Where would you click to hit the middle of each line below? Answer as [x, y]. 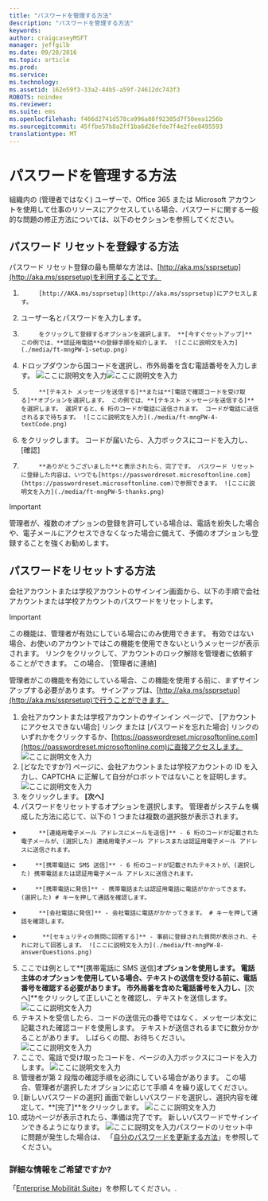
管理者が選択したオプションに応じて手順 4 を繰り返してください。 [143, 1087]
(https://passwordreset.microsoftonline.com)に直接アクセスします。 [132, 747]
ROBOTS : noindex [36, 97]
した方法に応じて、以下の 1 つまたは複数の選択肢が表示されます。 [135, 817]
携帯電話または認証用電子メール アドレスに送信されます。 [115, 874]
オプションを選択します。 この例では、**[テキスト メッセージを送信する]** [146, 401]
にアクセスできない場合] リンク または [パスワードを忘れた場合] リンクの [140, 727]
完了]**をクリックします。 [101, 1107]
